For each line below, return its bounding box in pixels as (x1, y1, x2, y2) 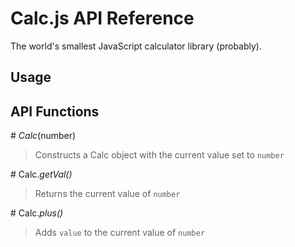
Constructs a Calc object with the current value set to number (34, 149, 285, 161)
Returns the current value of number (34, 188, 181, 200)
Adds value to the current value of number (34, 227, 206, 239)
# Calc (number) (10, 130, 77, 142)
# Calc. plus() (10, 207, 64, 219)
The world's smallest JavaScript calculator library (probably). (10, 40, 262, 52)
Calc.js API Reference (10, 7, 195, 30)
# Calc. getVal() (10, 168, 73, 181)
